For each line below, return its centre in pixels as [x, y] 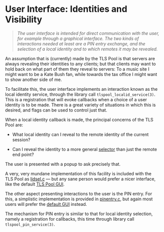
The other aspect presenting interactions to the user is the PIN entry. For [79, 193]
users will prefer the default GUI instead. [46, 204]
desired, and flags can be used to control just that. [56, 110]
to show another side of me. [34, 79]
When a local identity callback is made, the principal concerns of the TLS [79, 119]
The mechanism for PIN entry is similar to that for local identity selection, [79, 214]
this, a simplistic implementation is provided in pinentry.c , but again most [79, 199]
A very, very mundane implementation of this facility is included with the [78, 173]
